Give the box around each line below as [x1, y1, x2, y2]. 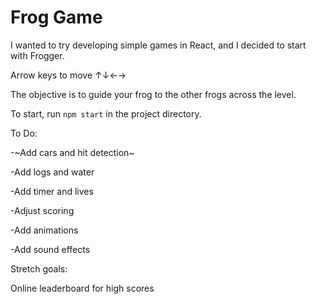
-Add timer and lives [10, 185, 94, 197]
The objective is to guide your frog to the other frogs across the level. [10, 88, 297, 100]
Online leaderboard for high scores [10, 282, 155, 294]
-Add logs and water [10, 166, 95, 178]
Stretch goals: [10, 262, 68, 275]
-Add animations [10, 224, 79, 236]
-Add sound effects [10, 243, 91, 255]
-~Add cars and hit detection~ [10, 146, 135, 158]
